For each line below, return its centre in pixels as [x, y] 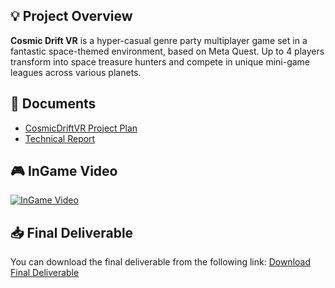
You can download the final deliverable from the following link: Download [160, 262]
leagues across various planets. [76, 72]
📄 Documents [53, 104]
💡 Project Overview [71, 16]
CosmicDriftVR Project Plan [81, 128]
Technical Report [60, 138]
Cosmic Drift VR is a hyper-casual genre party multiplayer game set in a [159, 40]
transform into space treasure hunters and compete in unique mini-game [160, 61]
